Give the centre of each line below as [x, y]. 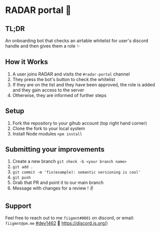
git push [22, 178]
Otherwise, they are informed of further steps [59, 95]
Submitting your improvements [55, 149]
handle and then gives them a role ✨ [43, 46]
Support [18, 206]
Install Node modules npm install [47, 133]
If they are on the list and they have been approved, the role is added [84, 84]
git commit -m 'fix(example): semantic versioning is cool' [76, 172]
